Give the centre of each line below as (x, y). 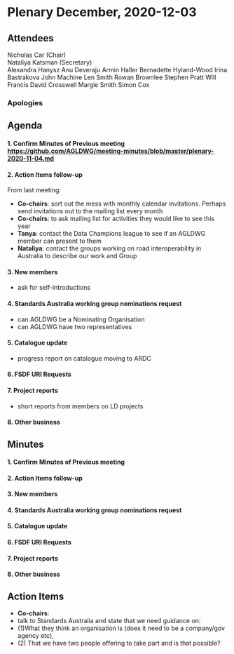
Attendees (30, 38)
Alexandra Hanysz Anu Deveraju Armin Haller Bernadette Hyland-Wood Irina (117, 70)
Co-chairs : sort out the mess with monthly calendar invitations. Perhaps (122, 203)
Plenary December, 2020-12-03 (102, 12)
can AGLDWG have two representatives (75, 326)
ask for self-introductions (54, 288)
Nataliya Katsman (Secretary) (50, 62)
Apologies (25, 102)
